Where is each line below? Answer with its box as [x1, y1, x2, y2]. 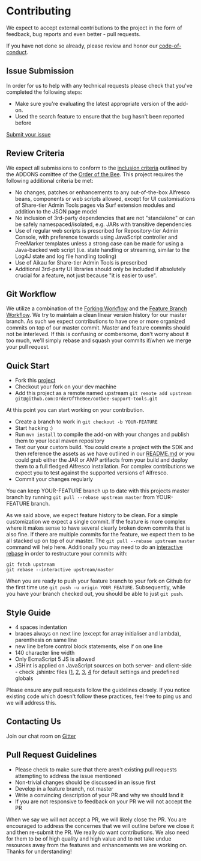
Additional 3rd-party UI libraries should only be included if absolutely [14, 265, 186, 272]
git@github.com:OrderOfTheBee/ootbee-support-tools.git [14, 396, 158, 402]
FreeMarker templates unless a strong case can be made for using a [14, 239, 184, 247]
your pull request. [6, 343, 50, 351]
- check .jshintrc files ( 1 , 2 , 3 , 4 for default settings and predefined [14, 669, 179, 675]
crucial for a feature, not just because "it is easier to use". [14, 272, 157, 279]
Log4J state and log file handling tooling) [14, 253, 117, 260]
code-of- [158, 42, 182, 49]
